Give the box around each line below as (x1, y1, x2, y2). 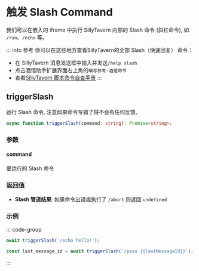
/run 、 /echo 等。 (6, 33, 48, 41)
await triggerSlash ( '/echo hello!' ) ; (6, 238, 100, 244)
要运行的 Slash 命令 (6, 165, 54, 172)
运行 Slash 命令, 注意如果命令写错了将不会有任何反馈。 (6, 108, 141, 115)
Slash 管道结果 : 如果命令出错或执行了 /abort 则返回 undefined (14, 196, 167, 203)
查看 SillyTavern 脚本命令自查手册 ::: (14, 74, 102, 81)
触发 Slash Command (6, 5, 113, 19)
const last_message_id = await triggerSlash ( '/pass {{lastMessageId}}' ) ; (6, 248, 194, 254)
